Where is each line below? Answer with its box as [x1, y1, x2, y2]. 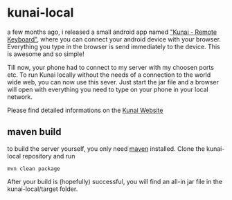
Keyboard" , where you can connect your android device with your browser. [7, 35, 222, 43]
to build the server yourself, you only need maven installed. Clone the [7, 144, 206, 153]
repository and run [22, 152, 75, 160]
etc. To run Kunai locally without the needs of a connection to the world [7, 71, 211, 79]
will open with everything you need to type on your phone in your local [7, 85, 209, 93]
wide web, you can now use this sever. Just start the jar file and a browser [7, 78, 220, 86]
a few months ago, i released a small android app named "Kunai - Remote [7, 28, 217, 36]
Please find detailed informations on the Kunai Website [7, 106, 163, 114]
